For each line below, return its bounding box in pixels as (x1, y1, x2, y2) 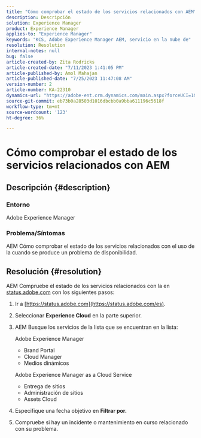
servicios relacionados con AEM (6, 158, 170, 172)
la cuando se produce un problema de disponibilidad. (6, 249, 138, 256)
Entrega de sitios (23, 383, 66, 390)
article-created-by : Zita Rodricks (6, 59, 95, 65)
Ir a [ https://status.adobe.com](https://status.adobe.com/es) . (14, 301, 166, 308)
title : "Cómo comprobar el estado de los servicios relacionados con (6, 8, 184, 15)
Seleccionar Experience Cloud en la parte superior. (14, 312, 142, 319)
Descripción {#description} (6, 182, 111, 193)
